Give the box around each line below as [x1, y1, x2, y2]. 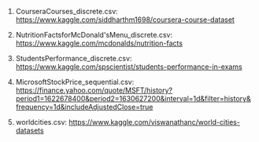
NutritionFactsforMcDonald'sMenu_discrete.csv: [15, 31, 173, 39]
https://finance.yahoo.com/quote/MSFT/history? [15, 86, 173, 95]
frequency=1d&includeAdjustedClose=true [15, 102, 154, 111]
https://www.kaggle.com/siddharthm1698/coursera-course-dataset [15, 15, 235, 24]
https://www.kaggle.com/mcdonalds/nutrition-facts [15, 38, 183, 48]
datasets [15, 126, 45, 135]
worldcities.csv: [15, 118, 68, 126]
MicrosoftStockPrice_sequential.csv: [15, 78, 135, 86]
